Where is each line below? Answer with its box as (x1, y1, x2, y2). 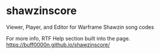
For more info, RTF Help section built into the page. (6, 35, 130, 42)
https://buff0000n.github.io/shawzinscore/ (6, 41, 110, 48)
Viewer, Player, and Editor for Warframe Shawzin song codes (6, 23, 155, 31)
